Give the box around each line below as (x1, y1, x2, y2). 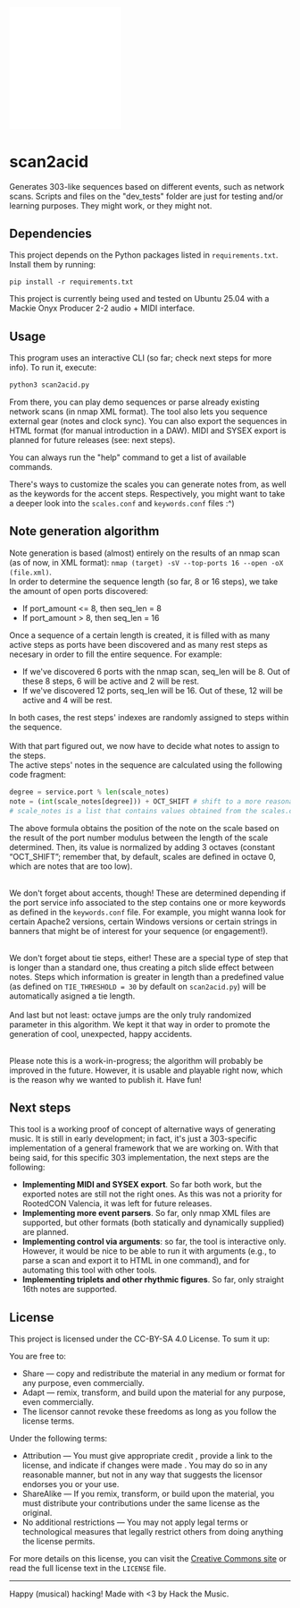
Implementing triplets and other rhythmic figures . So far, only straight (21, 1274, 284, 1285)
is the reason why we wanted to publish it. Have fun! (9, 1074, 203, 1085)
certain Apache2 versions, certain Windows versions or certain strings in (9, 915, 278, 927)
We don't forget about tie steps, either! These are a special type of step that (9, 952, 288, 963)
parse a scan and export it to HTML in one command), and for (21, 1255, 250, 1266)
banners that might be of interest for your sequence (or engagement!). (9, 925, 269, 936)
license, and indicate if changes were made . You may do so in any (21, 1460, 268, 1471)
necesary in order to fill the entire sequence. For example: (9, 649, 222, 659)
